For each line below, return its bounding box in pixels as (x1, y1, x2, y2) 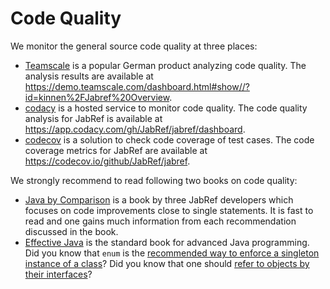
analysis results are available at (24, 70, 154, 82)
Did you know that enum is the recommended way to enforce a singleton (24, 247, 320, 259)
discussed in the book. (24, 225, 119, 237)
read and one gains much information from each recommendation (24, 215, 297, 227)
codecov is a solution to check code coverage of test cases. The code (24, 133, 315, 146)
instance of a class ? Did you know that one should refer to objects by (24, 257, 310, 269)
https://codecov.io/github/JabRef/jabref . (24, 155, 191, 167)
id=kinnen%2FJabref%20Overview (24, 91, 170, 103)
